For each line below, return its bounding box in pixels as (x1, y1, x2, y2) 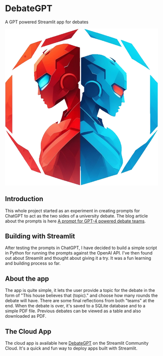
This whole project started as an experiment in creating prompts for (5, 207, 140, 214)
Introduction (5, 195, 44, 203)
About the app (5, 274, 49, 283)
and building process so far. (5, 260, 61, 266)
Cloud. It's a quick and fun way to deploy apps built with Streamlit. (5, 345, 137, 351)
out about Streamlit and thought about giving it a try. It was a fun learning (5, 255, 151, 261)
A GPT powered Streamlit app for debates (5, 19, 89, 25)
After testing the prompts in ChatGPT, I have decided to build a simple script (5, 245, 157, 251)
